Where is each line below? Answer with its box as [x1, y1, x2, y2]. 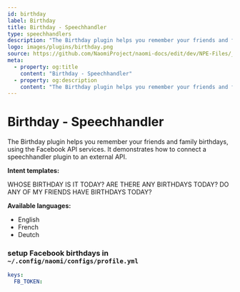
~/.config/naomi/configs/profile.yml [7, 257, 139, 266]
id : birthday [7, 10, 46, 18]
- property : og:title [14, 63, 79, 71]
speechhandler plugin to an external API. [7, 152, 127, 161]
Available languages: [7, 202, 71, 210]
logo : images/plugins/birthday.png [7, 43, 114, 51]
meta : [7, 57, 24, 64]
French [17, 223, 39, 231]
